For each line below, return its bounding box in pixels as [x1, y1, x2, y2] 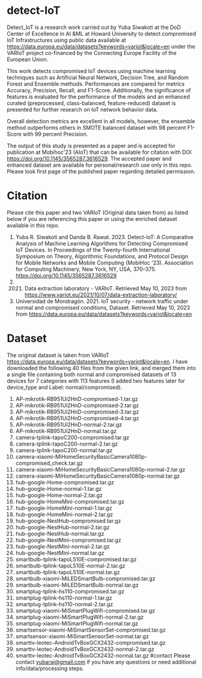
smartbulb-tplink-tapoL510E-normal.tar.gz [15, 568, 120, 575]
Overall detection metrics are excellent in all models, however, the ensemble [7, 117, 195, 124]
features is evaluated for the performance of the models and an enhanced [7, 93, 190, 100]
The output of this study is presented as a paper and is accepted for [7, 142, 176, 149]
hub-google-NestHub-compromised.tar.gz [15, 517, 121, 524]
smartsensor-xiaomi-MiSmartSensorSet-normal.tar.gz [15, 632, 149, 640]
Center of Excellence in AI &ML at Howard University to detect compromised [7, 30, 197, 37]
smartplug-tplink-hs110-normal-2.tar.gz [15, 600, 114, 607]
